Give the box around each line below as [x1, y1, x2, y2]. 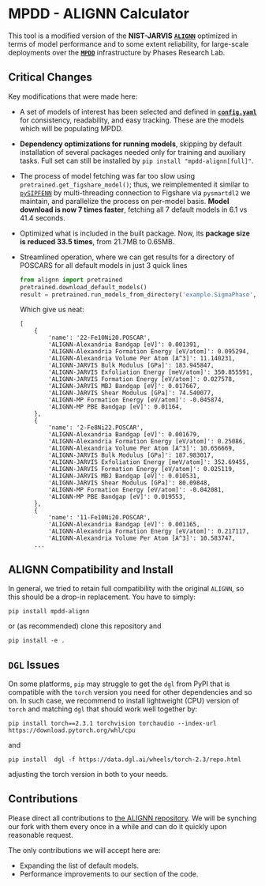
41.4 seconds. [19, 213, 65, 222]
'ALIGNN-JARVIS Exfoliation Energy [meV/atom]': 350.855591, [48, 368, 254, 376]
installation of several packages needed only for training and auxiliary [19, 147, 246, 156]
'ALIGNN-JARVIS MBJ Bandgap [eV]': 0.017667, [48, 383, 200, 390]
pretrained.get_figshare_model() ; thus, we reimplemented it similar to [19, 179, 250, 189]
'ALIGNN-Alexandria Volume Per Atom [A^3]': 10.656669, [48, 444, 236, 453]
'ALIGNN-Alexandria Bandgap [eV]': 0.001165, [48, 521, 200, 529]
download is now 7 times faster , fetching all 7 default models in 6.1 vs [19, 205, 248, 214]
